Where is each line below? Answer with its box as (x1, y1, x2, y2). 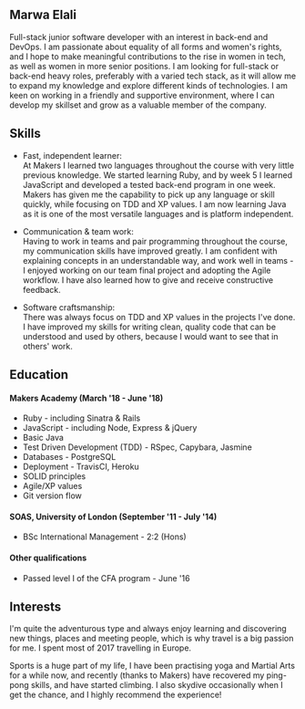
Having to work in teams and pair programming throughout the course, (22, 235, 289, 246)
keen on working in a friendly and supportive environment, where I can (9, 89, 275, 100)
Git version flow (22, 490, 82, 501)
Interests (9, 600, 62, 615)
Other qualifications (9, 552, 87, 564)
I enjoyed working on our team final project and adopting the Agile (22, 265, 271, 276)
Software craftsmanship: (22, 301, 116, 313)
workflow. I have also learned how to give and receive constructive (22, 274, 274, 286)
